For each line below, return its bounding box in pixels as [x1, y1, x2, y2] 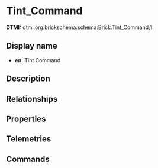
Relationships [6, 93, 58, 104]
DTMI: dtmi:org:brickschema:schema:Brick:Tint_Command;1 [6, 24, 153, 31]
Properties [6, 114, 46, 124]
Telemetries [6, 134, 51, 144]
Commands [6, 154, 50, 164]
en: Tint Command [14, 56, 61, 63]
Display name [6, 41, 57, 51]
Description [6, 74, 50, 84]
